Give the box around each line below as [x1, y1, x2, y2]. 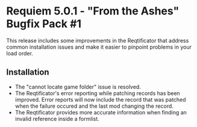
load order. [6, 49, 33, 57]
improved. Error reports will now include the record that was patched [14, 96, 186, 103]
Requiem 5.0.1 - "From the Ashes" [6, 4, 180, 18]
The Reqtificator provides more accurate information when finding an [14, 108, 187, 116]
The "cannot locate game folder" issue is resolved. [14, 83, 142, 90]
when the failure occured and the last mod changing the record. [14, 102, 174, 110]
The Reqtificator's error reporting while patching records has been [14, 89, 180, 97]
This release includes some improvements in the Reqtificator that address [6, 37, 189, 44]
